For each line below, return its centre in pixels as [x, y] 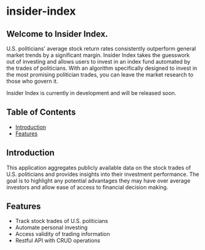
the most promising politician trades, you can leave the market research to [100, 74]
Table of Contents [41, 112]
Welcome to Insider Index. [57, 34]
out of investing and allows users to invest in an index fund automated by [99, 62]
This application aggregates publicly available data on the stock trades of [99, 167]
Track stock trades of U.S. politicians [61, 221]
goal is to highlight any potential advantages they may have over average [99, 180]
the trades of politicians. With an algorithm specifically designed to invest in [102, 68]
